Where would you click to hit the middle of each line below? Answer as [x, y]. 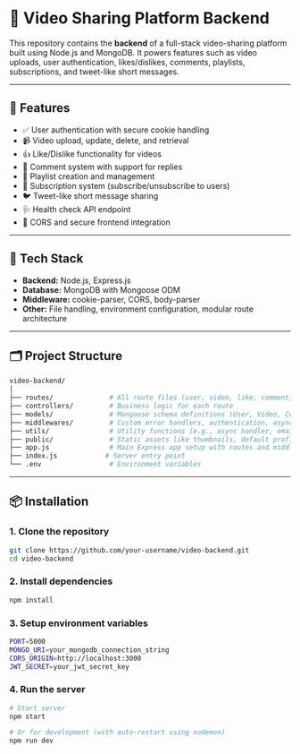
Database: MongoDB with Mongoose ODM [101, 289]
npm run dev [31, 741]
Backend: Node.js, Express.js [76, 280]
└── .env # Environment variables [105, 465]
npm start [28, 716]
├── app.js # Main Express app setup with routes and [139, 448]
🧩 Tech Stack [46, 259]
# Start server [37, 708]
